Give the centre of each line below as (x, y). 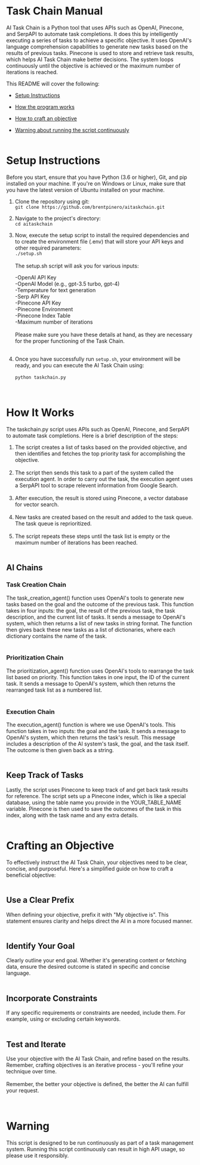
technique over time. (32, 1072)
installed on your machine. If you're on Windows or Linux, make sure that (96, 183)
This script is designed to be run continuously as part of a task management (100, 1143)
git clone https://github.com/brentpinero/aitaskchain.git (90, 207)
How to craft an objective (46, 118)
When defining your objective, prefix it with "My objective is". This (87, 914)
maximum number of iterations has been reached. (76, 542)
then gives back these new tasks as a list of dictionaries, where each (91, 629)
